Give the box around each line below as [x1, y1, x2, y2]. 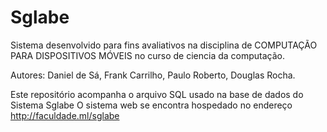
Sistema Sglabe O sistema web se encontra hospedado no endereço [10, 99, 293, 111]
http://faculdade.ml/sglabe [10, 109, 120, 121]
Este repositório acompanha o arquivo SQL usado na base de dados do [10, 88, 304, 100]
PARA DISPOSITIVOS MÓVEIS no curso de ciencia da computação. [10, 49, 286, 61]
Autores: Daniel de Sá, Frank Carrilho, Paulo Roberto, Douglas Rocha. [10, 69, 296, 81]
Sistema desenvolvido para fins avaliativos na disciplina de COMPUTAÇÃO [10, 39, 318, 51]
